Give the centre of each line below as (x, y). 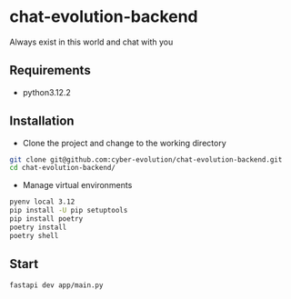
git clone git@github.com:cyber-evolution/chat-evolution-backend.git (146, 159)
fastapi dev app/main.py (56, 285)
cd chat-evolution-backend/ (63, 168)
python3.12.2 (46, 92)
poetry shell (34, 235)
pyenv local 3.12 (42, 202)
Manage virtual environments (77, 185)
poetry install (38, 227)
